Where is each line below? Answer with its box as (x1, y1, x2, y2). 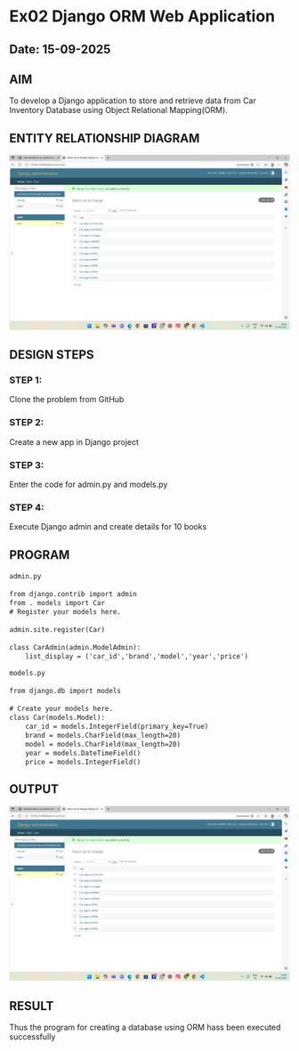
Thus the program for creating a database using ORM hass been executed (9, 1022, 281, 1033)
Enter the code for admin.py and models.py (9, 479, 168, 489)
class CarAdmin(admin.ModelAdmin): (9, 643, 141, 652)
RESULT (9, 998, 54, 1014)
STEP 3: (9, 458, 44, 471)
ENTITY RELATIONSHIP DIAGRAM (9, 131, 200, 146)
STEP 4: (9, 501, 44, 513)
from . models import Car (9, 599, 105, 608)
